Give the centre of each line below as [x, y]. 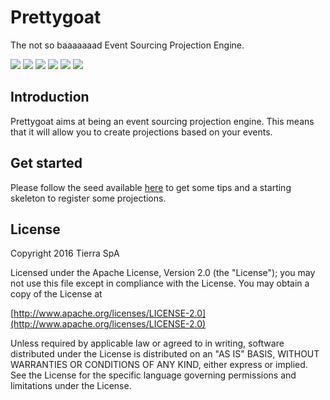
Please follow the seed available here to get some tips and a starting [151, 187]
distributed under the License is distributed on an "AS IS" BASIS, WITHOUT [165, 354]
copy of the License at [56, 294]
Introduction [50, 97]
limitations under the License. [71, 386]
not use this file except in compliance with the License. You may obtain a [160, 283]
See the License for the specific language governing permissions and [153, 375]
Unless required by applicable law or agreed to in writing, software [147, 343]
